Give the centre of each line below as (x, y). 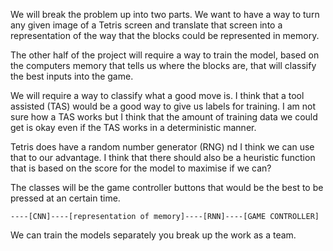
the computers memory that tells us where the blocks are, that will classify (163, 65)
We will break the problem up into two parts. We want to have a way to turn (165, 14)
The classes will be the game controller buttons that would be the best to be (167, 187)
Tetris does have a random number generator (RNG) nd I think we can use (162, 147)
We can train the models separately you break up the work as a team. (153, 235)
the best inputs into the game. (72, 76)
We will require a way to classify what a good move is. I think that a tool (157, 95)
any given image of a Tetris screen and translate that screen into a (146, 25)
